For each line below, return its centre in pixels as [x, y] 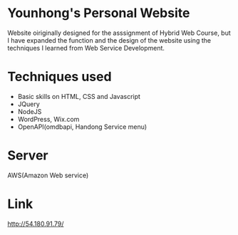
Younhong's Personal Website [99, 13]
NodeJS [30, 111]
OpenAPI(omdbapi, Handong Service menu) [82, 127]
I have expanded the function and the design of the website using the [109, 40]
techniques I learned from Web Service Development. [86, 48]
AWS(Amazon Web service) [48, 175]
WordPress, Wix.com [48, 119]
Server [28, 156]
